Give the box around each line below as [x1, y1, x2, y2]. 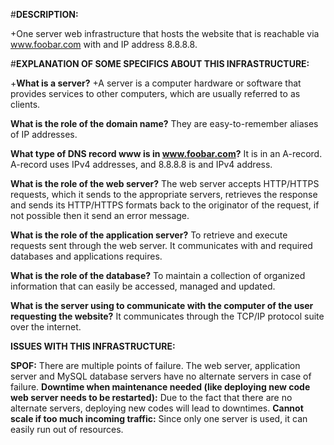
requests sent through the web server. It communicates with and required [10, 240, 313, 251]
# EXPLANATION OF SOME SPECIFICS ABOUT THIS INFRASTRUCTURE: [10, 58, 310, 69]
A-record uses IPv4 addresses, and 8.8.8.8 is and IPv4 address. [10, 159, 273, 170]
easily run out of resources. [10, 424, 124, 435]
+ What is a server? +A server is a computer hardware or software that [10, 77, 302, 89]
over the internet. [10, 321, 82, 333]
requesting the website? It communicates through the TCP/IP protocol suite [10, 310, 325, 322]
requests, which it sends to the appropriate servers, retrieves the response [10, 189, 318, 200]
